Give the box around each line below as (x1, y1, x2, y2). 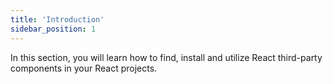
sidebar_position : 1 (10, 24, 97, 34)
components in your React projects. (10, 62, 158, 74)
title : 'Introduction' (10, 14, 105, 25)
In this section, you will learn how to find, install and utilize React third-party (10, 51, 323, 63)
